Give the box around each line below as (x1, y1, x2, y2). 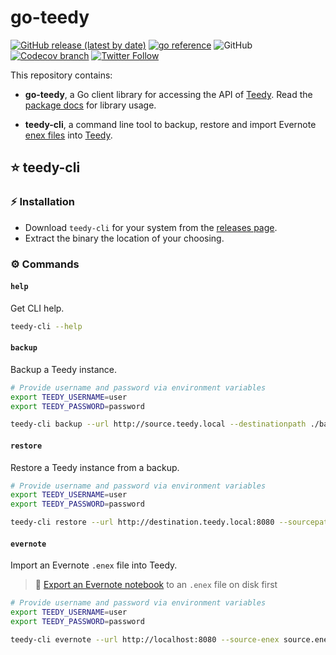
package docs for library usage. (24, 99, 157, 111)
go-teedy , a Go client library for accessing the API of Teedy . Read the (24, 88, 313, 100)
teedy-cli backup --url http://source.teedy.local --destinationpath (10, 419, 307, 430)
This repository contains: (10, 69, 113, 81)
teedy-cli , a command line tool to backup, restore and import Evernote (24, 118, 317, 130)
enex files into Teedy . (24, 129, 113, 141)
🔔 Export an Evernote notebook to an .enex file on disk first (34, 579, 278, 591)
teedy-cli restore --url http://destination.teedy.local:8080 (10, 517, 275, 528)
